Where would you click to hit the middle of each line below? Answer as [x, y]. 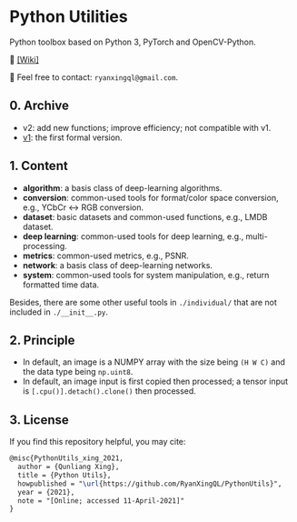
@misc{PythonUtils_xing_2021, [67, 458]
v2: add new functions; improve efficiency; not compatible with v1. [147, 127]
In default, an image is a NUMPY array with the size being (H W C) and [154, 362]
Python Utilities [69, 17]
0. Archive [40, 106]
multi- [257, 236]
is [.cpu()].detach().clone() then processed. [109, 391]
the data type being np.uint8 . [78, 372]
